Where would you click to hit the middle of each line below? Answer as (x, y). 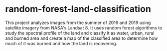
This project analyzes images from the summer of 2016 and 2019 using (78, 23)
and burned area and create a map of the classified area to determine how (82, 38)
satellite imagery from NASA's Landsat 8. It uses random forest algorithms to (84, 27)
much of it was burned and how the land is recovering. (61, 43)
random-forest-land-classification (78, 9)
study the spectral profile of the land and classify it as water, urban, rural (80, 33)
